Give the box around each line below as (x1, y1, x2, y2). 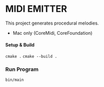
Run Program (5, 66, 39, 73)
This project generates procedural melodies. (5, 20, 99, 26)
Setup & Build (5, 41, 35, 48)
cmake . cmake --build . (5, 54, 57, 59)
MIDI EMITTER (5, 3, 68, 15)
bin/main (5, 77, 24, 82)
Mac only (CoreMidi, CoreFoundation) (12, 30, 93, 36)
